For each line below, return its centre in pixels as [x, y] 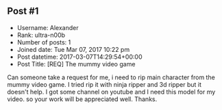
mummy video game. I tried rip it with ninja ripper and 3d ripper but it [104, 84]
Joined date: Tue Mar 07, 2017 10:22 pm [73, 49]
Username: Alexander [48, 27]
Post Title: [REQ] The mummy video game [76, 64]
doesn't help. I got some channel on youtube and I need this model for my [111, 92]
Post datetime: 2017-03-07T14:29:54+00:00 [79, 57]
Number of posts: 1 [44, 42]
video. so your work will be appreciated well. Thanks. [82, 99]
